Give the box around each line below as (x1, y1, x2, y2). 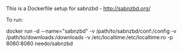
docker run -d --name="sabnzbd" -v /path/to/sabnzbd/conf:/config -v (6, 27, 177, 34)
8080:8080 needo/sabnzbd (6, 40, 73, 47)
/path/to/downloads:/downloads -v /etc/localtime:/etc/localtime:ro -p (6, 34, 173, 40)
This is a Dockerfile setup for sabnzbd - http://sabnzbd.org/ (6, 5, 151, 12)
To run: (6, 16, 23, 23)
